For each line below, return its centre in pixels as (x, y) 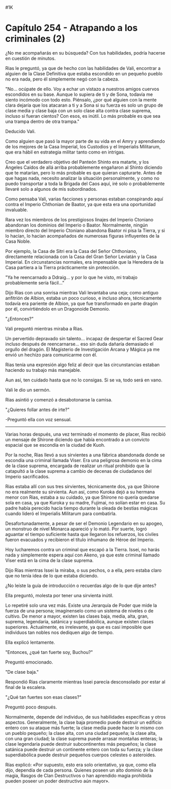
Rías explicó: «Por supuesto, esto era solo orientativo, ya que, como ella (81, 765)
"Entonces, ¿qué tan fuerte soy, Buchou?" (49, 652)
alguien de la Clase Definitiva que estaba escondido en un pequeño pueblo (84, 73)
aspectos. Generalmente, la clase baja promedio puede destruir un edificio (83, 722)
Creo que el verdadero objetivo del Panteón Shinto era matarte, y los (77, 162)
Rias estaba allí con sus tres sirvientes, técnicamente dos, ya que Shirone (82, 486)
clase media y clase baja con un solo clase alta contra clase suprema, (78, 110)
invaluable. (17, 210)
